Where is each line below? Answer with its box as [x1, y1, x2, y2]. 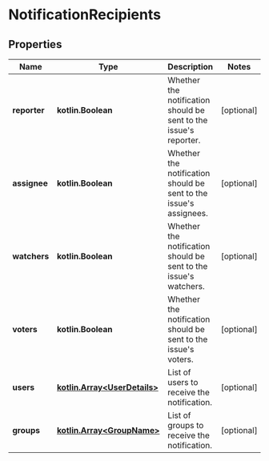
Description [167, 62, 214, 72]
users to [167, 377, 199, 387]
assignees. [167, 208, 208, 218]
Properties [8, 38, 62, 51]
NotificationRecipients [8, 6, 162, 24]
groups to [167, 420, 204, 431]
